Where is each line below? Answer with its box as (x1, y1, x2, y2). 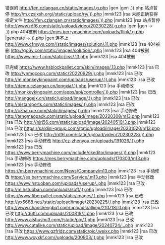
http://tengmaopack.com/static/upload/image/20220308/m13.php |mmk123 (5, 113, 160, 119)
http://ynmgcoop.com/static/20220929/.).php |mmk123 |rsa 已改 (10, 71, 143, 76)
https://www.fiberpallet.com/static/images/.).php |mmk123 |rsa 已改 (5, 193, 144, 198)
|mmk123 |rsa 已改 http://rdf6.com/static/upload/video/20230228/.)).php (5, 132, 154, 137)
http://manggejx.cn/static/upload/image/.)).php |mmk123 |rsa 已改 (5, 95, 140, 101)
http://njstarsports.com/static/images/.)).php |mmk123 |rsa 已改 (5, 101, 135, 107)
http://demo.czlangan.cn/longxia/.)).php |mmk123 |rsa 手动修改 (5, 83, 134, 88)
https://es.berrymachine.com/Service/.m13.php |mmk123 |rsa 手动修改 (10, 174, 155, 180)
